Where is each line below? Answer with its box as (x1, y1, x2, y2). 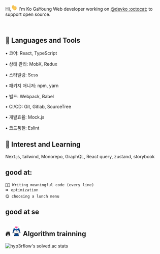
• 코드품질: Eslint (5, 125, 40, 131)
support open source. (5, 11, 51, 17)
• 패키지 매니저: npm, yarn (5, 82, 59, 89)
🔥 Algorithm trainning (5, 230, 86, 238)
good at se (5, 208, 40, 216)
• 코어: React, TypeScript (5, 50, 57, 57)
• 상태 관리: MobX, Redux (5, 61, 57, 67)
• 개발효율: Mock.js (5, 114, 45, 120)
